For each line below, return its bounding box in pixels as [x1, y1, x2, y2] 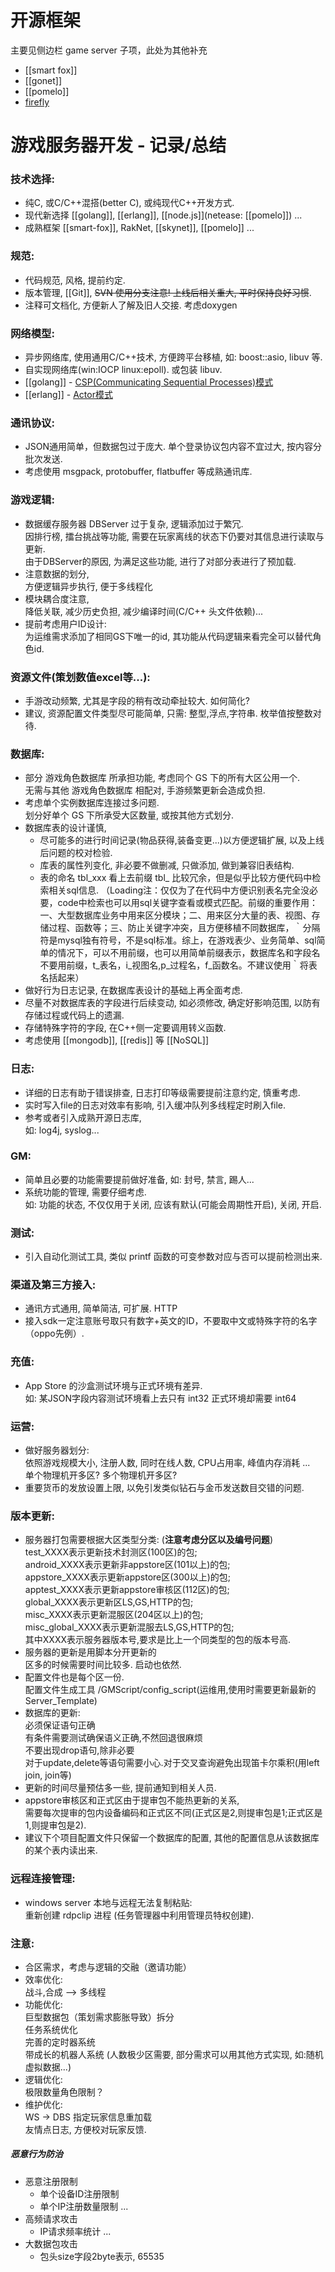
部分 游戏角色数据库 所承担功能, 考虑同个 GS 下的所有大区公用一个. [24, 772, 300, 784]
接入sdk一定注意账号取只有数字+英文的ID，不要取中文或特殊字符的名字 [24, 1315, 318, 1327]
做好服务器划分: [24, 1444, 90, 1456]
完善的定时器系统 [24, 2036, 96, 2048]
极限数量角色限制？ [24, 2086, 105, 2098]
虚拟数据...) [24, 2061, 72, 2073]
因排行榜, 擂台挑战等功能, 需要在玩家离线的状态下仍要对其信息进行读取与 [24, 530, 325, 542]
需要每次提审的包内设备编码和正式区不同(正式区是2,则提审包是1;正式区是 [24, 1807, 323, 1819]
